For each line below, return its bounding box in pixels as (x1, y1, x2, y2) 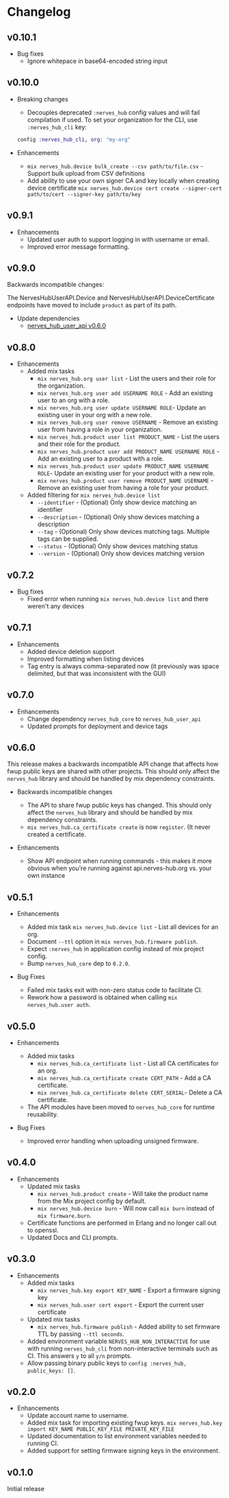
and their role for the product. (37, 440, 121, 448)
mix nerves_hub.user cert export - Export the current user (37, 1300, 204, 1309)
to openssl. (27, 1226, 59, 1234)
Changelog (7, 4, 71, 20)
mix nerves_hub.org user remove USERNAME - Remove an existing (37, 418, 219, 426)
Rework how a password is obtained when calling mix (27, 993, 178, 1002)
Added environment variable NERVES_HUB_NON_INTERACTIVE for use (27, 1337, 211, 1345)
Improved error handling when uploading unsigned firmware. (27, 1137, 199, 1145)
